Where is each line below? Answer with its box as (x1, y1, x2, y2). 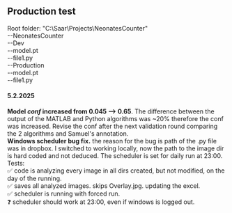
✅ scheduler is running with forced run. (7, 189, 121, 198)
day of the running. (7, 174, 62, 183)
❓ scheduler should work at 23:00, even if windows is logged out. (7, 198, 195, 206)
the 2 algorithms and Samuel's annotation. (7, 129, 129, 138)
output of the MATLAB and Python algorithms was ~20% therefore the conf (7, 115, 224, 123)
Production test (7, 6, 76, 17)
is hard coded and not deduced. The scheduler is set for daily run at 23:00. (7, 152, 223, 160)
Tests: (7, 159, 25, 168)
